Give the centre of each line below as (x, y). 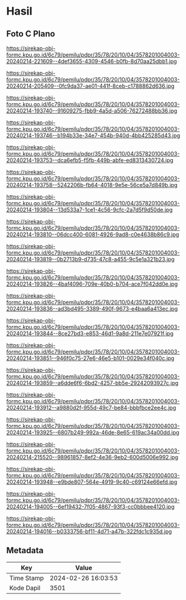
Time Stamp (27, 578)
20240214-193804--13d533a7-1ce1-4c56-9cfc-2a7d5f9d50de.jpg (90, 210)
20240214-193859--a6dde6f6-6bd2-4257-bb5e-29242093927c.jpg (92, 383)
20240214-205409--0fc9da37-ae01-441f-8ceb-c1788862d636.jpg (91, 86)
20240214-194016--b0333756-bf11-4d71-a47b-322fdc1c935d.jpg (89, 531)
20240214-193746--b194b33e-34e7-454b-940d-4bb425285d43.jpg (93, 136)
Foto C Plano (31, 34)
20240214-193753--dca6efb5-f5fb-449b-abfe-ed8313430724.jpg (90, 160)
